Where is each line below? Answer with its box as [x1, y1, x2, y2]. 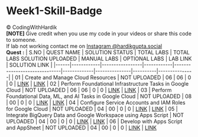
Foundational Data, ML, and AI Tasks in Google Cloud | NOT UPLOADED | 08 [6, 93, 192, 100]
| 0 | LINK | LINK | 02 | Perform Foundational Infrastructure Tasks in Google [6, 80, 189, 87]
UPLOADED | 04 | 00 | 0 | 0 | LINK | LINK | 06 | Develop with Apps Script [6, 118, 183, 125]
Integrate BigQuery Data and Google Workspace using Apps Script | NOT [6, 111, 184, 119]
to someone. [6, 36, 37, 43]
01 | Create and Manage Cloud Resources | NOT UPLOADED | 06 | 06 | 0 [14, 74, 191, 81]
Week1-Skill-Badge [6, 4, 102, 18]
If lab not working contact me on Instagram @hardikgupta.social [6, 43, 163, 50]
